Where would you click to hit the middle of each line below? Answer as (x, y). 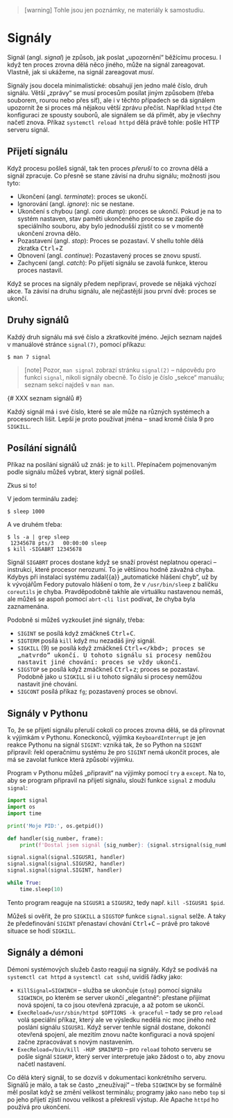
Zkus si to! (22, 486)
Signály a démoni (45, 952)
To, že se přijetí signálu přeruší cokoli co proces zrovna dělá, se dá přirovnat (116, 730)
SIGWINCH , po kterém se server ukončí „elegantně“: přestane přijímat (114, 997)
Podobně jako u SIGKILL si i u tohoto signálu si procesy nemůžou (110, 677)
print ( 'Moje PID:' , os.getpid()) (55, 826)
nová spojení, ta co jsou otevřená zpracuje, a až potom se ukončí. (111, 1005)
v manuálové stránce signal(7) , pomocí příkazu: (77, 344)
